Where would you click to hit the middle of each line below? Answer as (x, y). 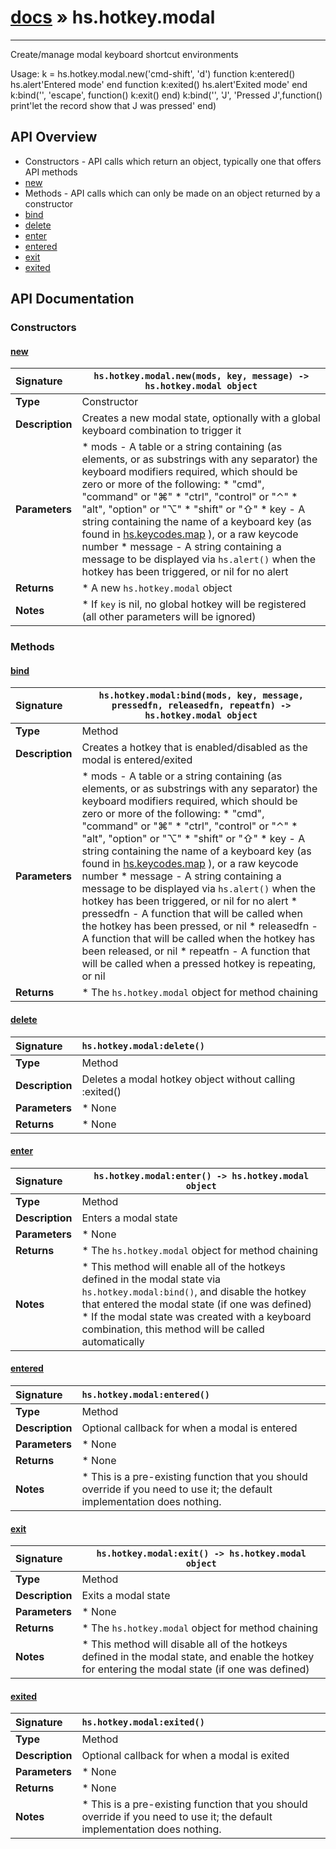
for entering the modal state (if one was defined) (195, 1669)
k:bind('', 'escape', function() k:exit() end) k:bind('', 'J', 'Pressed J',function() (166, 95)
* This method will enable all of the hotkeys (183, 1266)
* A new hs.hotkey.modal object (157, 588)
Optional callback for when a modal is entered (189, 1428)
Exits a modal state (126, 1596)
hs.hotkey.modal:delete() (143, 1045)
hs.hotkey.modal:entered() (146, 1394)
